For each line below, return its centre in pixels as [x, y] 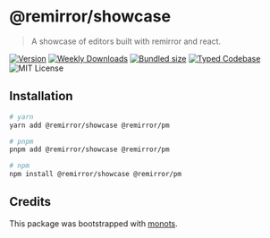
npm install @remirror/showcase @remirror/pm [95, 174]
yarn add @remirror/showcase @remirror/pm [89, 125]
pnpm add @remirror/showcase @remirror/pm [89, 149]
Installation [41, 96]
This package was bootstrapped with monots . [94, 223]
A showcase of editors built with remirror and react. [126, 41]
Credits [30, 202]
